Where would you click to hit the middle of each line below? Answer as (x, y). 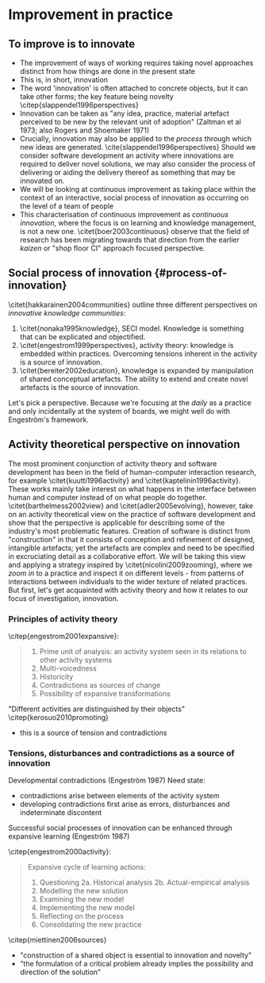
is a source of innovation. (61, 361)
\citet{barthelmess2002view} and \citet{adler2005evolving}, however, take (131, 506)
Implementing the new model (87, 908)
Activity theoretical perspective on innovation (124, 444)
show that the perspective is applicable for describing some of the (117, 522)
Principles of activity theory (63, 618)
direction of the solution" (60, 972)
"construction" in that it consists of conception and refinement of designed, (132, 539)
